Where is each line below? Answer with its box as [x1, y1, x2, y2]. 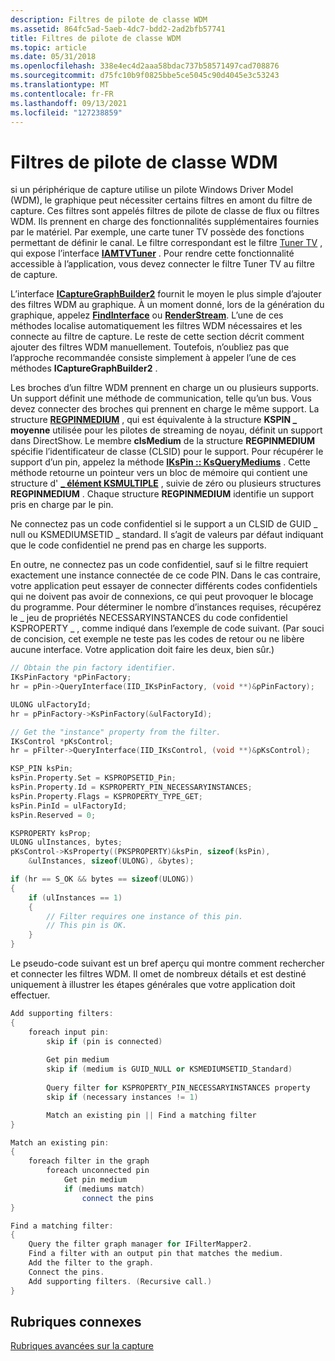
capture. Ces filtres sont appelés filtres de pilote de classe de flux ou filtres [10, 205, 320, 217]
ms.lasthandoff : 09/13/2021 [10, 98, 128, 108]
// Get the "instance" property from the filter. [10, 727, 222, 737]
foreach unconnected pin [46, 1166, 150, 1176]
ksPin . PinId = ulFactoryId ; [10, 801, 128, 811]
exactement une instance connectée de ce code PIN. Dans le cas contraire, [10, 569, 321, 581]
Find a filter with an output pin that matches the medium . [28, 1249, 284, 1259]
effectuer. [10, 989, 51, 1001]
